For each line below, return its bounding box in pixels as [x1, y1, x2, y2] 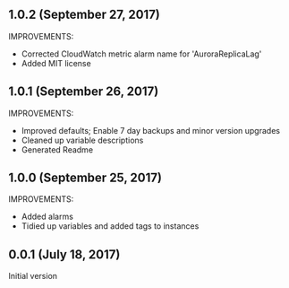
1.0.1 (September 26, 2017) [8, 84, 159, 100]
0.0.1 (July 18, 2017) [8, 247, 121, 262]
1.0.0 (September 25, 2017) [8, 170, 163, 186]
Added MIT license [21, 57, 91, 68]
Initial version [8, 271, 58, 282]
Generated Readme [21, 144, 94, 155]
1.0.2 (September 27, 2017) [8, 7, 160, 22]
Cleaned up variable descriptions [21, 135, 144, 145]
